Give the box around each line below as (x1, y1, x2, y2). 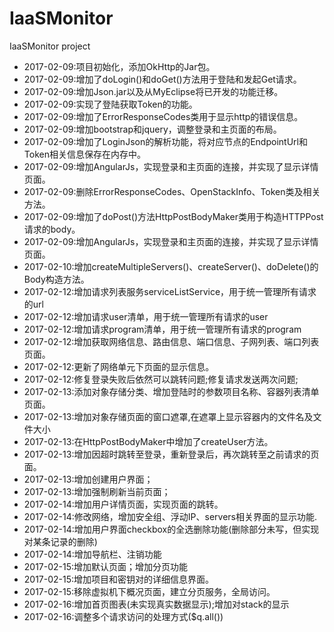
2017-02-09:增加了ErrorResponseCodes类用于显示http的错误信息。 (23, 110, 304, 122)
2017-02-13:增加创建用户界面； (23, 473, 154, 485)
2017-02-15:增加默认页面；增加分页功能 (23, 560, 189, 572)
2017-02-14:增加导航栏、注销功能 (23, 548, 162, 560)
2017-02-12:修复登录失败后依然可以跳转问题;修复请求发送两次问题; (23, 373, 299, 385)
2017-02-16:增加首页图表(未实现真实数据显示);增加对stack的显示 (23, 598, 290, 610)
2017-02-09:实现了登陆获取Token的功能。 (23, 98, 198, 110)
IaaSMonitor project (9, 40, 91, 52)
